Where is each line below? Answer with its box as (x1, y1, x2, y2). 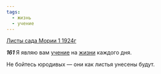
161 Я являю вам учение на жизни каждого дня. (6, 49, 132, 56)
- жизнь (12, 15, 32, 21)
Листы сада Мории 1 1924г (6, 37, 77, 45)
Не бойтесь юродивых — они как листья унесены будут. (6, 61, 155, 68)
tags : (6, 9, 20, 15)
